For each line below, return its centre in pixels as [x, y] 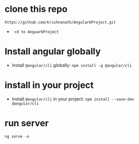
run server [27, 123]
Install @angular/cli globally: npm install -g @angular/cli [72, 65]
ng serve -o [17, 136]
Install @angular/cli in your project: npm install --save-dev [73, 99]
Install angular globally [53, 52]
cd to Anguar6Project [36, 32]
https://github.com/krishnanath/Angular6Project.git [60, 22]
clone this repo [36, 9]
